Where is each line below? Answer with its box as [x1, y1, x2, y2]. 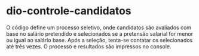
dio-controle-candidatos [6, 4, 131, 18]
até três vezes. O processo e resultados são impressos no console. [6, 43, 172, 50]
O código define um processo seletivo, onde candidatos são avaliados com [6, 24, 192, 31]
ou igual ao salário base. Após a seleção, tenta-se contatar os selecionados [6, 36, 193, 43]
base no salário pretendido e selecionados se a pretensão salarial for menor [6, 30, 193, 37]
